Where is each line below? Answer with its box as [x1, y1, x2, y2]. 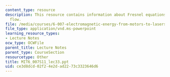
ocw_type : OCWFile [5, 41, 44, 46]
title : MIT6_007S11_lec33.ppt [5, 59, 69, 64]
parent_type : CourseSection [5, 50, 65, 55]
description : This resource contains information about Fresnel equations [5, 12, 166, 17]
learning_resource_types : [5, 31, 60, 36]
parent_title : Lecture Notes [5, 45, 67, 50]
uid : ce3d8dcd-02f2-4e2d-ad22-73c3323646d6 [5, 64, 99, 69]
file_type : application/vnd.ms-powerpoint [5, 26, 96, 31]
